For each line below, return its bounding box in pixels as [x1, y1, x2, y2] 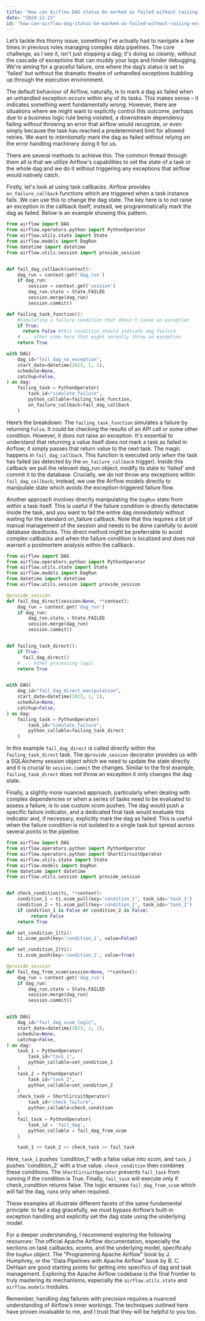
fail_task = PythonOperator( [17, 1116, 92, 1122]
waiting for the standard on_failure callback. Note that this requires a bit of [6, 515, 193, 522]
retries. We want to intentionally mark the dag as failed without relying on [6, 133, 190, 141]
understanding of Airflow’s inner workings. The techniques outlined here [6, 1301, 189, 1309]
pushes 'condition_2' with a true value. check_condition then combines [6, 1162, 185, 1169]
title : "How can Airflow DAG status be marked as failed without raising [6, 9, 198, 15]
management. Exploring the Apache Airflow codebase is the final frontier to [6, 1270, 196, 1278]
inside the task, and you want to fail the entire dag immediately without [6, 509, 184, 516]
